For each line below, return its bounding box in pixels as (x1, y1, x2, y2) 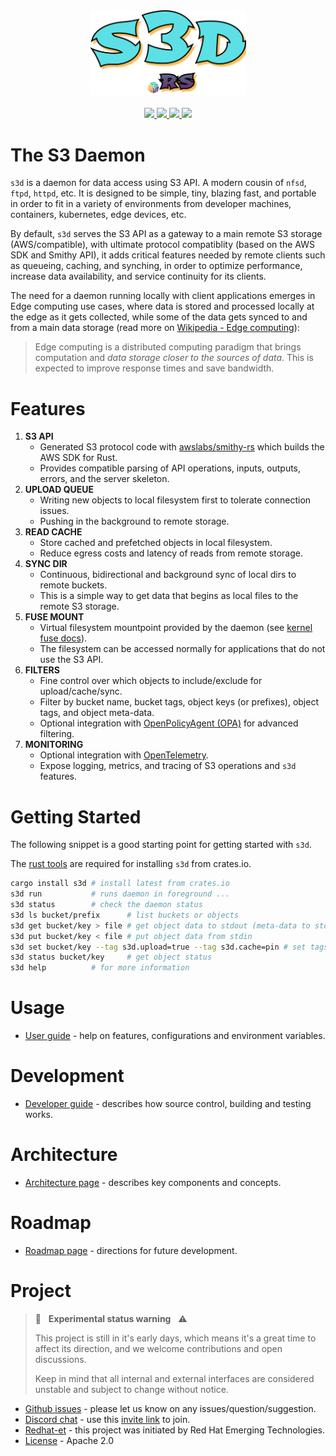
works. (24, 1109, 53, 1121)
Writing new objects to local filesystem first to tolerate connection (39, 494, 312, 506)
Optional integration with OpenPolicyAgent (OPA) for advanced (39, 717, 299, 729)
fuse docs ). (39, 632, 88, 644)
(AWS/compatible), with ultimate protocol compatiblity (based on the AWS (10, 239, 315, 251)
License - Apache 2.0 (24, 1434, 115, 1446)
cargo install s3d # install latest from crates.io (10, 879, 230, 889)
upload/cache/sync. (39, 685, 123, 698)
